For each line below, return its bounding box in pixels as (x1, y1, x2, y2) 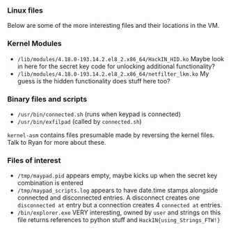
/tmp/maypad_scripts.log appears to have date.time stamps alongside (17, 186, 218, 195)
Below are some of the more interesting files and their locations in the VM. (7, 22, 220, 30)
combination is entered (17, 179, 83, 187)
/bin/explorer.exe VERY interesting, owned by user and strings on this (17, 208, 221, 217)
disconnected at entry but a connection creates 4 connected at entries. (17, 201, 223, 209)
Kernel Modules (7, 39, 62, 49)
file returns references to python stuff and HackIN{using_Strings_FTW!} (17, 216, 221, 224)
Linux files (7, 6, 43, 15)
